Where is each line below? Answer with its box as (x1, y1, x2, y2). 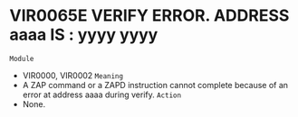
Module (9, 54, 34, 63)
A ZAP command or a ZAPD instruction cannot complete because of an (22, 79, 288, 90)
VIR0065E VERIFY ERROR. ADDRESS (9, 5, 290, 26)
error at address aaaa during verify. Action (22, 89, 182, 100)
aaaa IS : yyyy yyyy (9, 24, 159, 45)
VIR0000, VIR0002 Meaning (22, 69, 124, 81)
